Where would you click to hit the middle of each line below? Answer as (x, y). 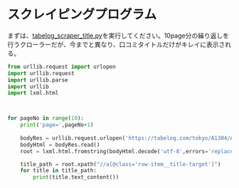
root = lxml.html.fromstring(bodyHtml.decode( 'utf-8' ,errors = (114, 151)
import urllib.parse (38, 80)
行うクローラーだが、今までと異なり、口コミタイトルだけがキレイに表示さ (116, 44)
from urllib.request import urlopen (62, 67)
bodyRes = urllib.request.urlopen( (73, 138)
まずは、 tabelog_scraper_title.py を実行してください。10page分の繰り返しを (118, 35)
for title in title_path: (59, 171)
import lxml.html (33, 93)
